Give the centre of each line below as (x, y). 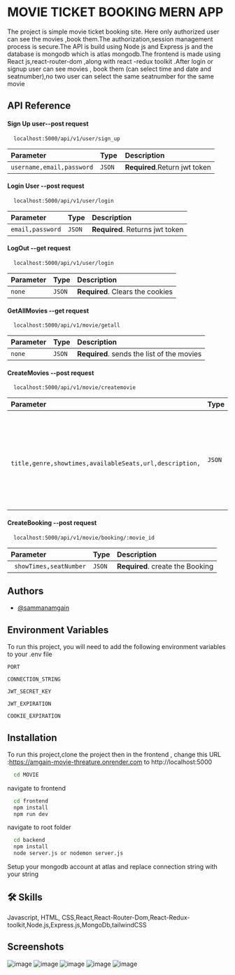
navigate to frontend (37, 788)
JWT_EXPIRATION (29, 704)
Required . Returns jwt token (138, 229)
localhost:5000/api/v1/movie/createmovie (75, 388)
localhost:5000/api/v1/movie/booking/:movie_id (84, 538)
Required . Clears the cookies (125, 292)
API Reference (39, 106)
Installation (32, 738)
